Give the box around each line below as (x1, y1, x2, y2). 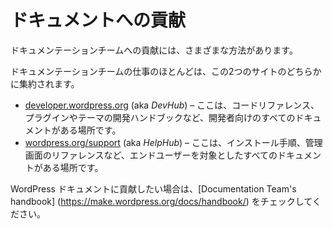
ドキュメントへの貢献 (10, 9, 187, 32)
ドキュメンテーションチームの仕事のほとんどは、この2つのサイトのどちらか (10, 65, 322, 77)
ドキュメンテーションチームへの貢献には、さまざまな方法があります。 (10, 44, 298, 56)
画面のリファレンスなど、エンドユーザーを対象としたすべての (24, 149, 278, 161)
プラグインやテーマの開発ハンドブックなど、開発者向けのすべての (24, 111, 296, 123)
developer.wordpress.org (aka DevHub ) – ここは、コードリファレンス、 (24, 99, 320, 111)
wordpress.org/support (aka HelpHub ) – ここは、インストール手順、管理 (24, 136, 323, 148)
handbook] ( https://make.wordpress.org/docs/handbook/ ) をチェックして (10, 195, 313, 207)
